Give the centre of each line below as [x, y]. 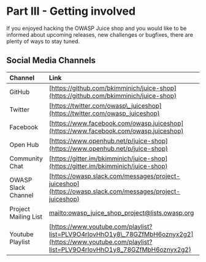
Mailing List [26, 217]
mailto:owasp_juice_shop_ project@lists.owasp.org [121, 212]
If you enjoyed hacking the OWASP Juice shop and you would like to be [97, 28]
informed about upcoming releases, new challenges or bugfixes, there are [100, 34]
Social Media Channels [51, 60]
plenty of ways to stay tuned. [43, 41]
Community [26, 159]
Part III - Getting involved [71, 11]
